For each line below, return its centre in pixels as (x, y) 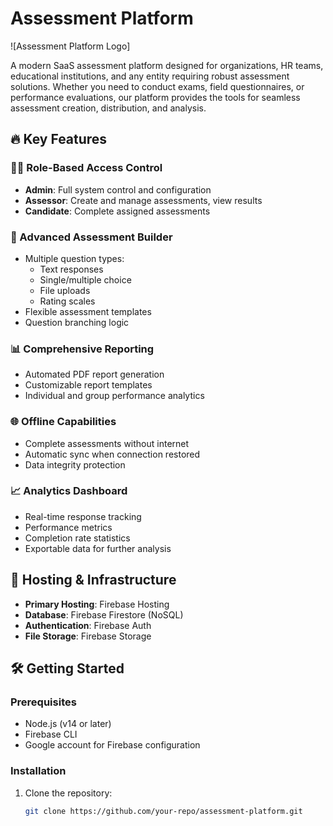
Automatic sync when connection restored (112, 454)
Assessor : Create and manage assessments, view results (143, 200)
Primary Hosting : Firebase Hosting (97, 604)
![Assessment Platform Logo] (70, 46)
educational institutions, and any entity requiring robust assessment (150, 76)
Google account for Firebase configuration (112, 745)
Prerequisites (43, 702)
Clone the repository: (68, 793)
